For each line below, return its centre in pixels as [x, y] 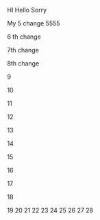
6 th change [24, 37]
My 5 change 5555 [34, 23]
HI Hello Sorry [27, 10]
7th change [23, 50]
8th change [23, 63]
